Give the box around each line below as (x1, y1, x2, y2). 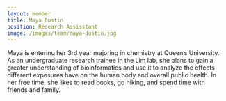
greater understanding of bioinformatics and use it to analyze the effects (7, 63, 216, 72)
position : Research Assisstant (7, 23, 98, 30)
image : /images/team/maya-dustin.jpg (7, 29, 117, 37)
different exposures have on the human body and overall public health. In (7, 71, 217, 79)
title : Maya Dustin (7, 17, 64, 24)
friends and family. (7, 86, 61, 94)
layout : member (7, 10, 51, 17)
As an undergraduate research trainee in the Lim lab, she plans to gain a (7, 56, 213, 65)
